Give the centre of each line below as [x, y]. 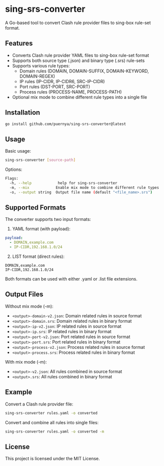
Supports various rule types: [41, 65]
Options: [14, 170]
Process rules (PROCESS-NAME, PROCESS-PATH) [70, 92]
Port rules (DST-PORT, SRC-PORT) [55, 87]
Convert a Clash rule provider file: [39, 404]
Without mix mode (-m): [29, 306]
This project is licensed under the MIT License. [53, 459]
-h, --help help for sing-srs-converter [64, 183]
